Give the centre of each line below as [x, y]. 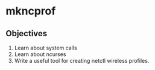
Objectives [27, 33]
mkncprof [31, 11]
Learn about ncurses [40, 54]
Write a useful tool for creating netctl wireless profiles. [82, 61]
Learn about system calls [46, 48]
